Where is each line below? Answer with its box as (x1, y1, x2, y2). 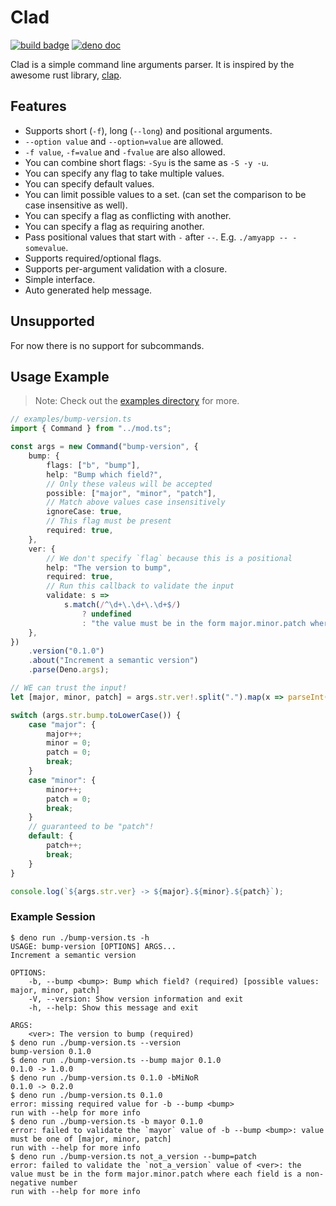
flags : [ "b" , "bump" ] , (46, 460, 141, 470)
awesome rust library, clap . (10, 69, 122, 81)
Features (10, 98, 67, 115)
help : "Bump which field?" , (46, 469, 163, 480)
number (50, 1177, 78, 1188)
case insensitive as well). (24, 199, 128, 211)
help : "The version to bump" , (46, 562, 172, 573)
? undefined (81, 609, 132, 619)
